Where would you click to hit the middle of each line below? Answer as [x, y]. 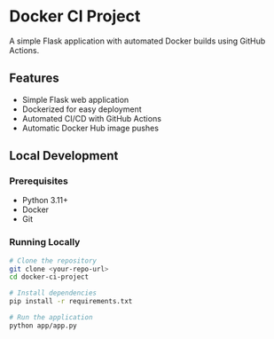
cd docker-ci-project [49, 277]
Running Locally [45, 242]
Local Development [64, 156]
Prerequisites [39, 181]
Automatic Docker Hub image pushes [90, 128]
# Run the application [51, 318]
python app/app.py [43, 326]
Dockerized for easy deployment [82, 109]
